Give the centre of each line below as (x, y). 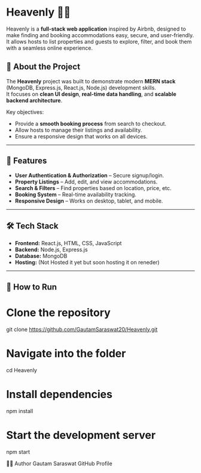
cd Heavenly (22, 370)
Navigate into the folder (66, 353)
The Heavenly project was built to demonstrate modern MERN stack (91, 81)
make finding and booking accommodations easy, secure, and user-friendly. (100, 35)
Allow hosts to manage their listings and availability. (78, 130)
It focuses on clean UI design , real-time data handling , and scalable (91, 94)
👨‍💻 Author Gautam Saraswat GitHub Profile (59, 463)
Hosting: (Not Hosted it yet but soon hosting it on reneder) (87, 263)
